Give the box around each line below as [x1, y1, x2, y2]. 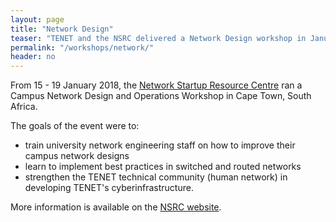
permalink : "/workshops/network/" [10, 42, 155, 53]
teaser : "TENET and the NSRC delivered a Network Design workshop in [10, 33, 307, 43]
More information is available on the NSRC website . [10, 201, 222, 213]
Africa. [10, 101, 38, 113]
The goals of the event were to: [10, 120, 140, 132]
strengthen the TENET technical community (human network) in [24, 171, 288, 183]
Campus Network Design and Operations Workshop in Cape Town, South [10, 90, 312, 102]
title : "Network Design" [10, 24, 114, 34]
